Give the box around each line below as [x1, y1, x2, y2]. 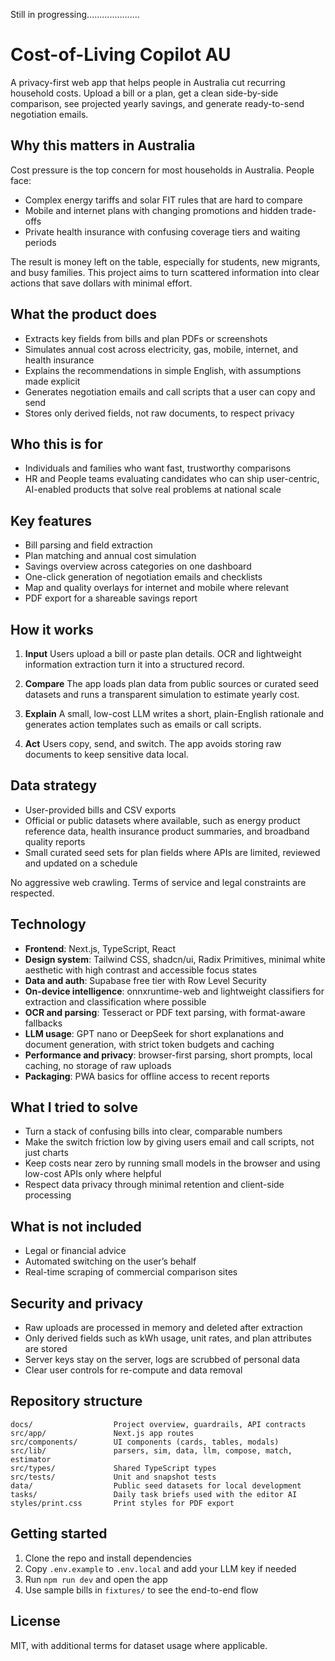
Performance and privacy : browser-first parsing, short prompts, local [24, 1049, 313, 1061]
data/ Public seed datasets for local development [10, 1480, 302, 1491]
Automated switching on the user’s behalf [24, 1255, 197, 1268]
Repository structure [10, 1393, 143, 1410]
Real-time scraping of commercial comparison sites [24, 1266, 238, 1278]
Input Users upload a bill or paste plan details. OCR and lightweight [24, 648, 302, 659]
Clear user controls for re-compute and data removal [24, 1364, 243, 1376]
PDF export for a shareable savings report [24, 592, 198, 604]
